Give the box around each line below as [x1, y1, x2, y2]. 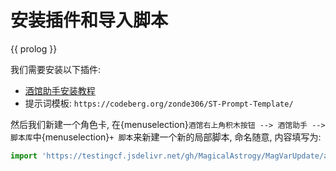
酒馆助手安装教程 [24, 84, 96, 96]
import [10, 151, 38, 161]
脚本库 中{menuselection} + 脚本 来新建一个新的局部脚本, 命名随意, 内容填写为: [10, 131, 322, 143]
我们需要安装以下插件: [10, 63, 102, 75]
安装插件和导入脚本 [10, 9, 169, 32]
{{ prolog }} [10, 42, 58, 55]
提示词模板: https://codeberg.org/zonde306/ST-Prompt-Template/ [24, 97, 294, 109]
